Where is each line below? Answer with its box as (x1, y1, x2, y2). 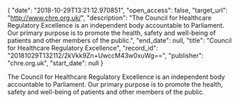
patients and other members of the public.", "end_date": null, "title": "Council (7, 36, 232, 45)
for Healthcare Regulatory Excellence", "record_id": (7, 44, 158, 52)
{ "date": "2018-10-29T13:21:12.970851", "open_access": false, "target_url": (7, 6, 228, 14)
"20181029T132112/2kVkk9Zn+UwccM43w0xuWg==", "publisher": (7, 51, 204, 60)
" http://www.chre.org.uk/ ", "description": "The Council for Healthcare (7, 13, 212, 22)
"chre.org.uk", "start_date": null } (7, 59, 103, 67)
